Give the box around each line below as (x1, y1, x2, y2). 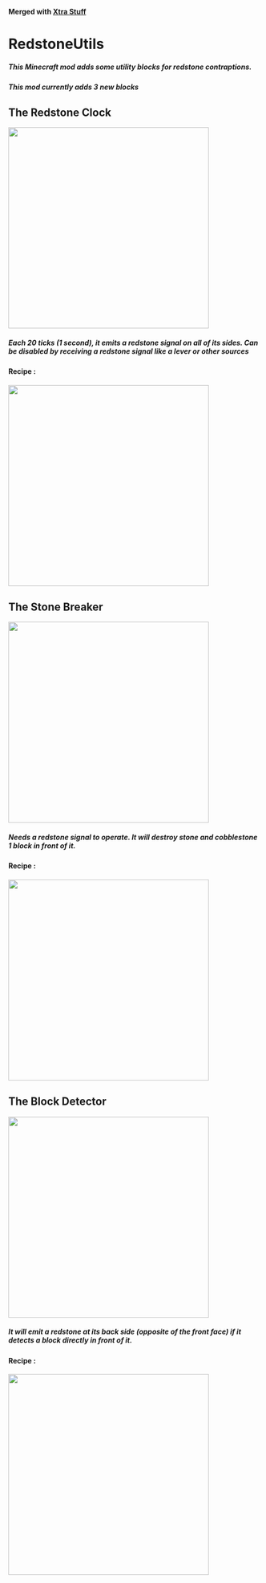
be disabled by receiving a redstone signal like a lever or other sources (8, 346, 250, 356)
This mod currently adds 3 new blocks (8, 82, 139, 92)
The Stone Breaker (8, 600, 103, 613)
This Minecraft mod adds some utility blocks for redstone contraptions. (8, 62, 252, 72)
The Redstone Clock (8, 105, 112, 119)
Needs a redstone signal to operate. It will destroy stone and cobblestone (8, 832, 258, 842)
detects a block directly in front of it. (8, 1335, 133, 1345)
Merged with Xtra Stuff (8, 7, 87, 16)
